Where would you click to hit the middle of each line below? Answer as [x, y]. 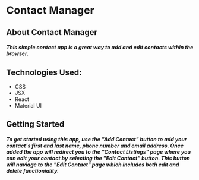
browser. [18, 53]
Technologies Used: [44, 72]
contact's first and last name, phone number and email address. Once [95, 146]
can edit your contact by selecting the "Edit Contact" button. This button [98, 158]
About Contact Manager [52, 32]
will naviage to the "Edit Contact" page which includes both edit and [93, 165]
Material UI [28, 105]
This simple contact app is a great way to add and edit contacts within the [100, 48]
